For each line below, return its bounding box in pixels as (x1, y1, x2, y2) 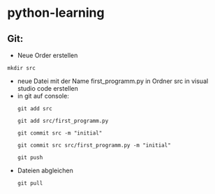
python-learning (7, 5, 105, 21)
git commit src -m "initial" (17, 130, 103, 137)
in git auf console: (17, 92, 70, 100)
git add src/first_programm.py (17, 117, 109, 124)
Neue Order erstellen (17, 51, 78, 59)
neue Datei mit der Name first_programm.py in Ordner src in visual (17, 77, 209, 85)
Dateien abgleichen (17, 166, 73, 174)
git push (17, 154, 43, 161)
